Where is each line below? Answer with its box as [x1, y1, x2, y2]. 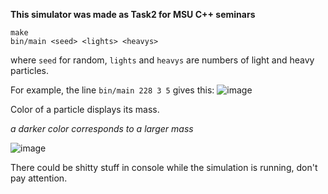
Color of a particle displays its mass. [10, 104, 160, 115]
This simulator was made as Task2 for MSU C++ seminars [10, 9, 256, 20]
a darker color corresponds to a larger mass [10, 123, 194, 134]
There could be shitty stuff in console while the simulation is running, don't [10, 162, 318, 173]
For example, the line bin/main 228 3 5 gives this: [10, 84, 215, 96]
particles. [10, 65, 50, 76]
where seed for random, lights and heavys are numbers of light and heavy [10, 54, 315, 66]
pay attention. [10, 172, 68, 184]
